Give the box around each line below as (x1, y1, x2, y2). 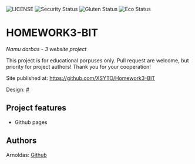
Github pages (14, 118, 48, 126)
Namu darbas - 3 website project (6, 45, 87, 52)
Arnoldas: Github (6, 151, 47, 158)
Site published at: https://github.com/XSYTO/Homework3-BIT (6, 74, 156, 82)
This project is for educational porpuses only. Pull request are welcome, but (6, 56, 189, 64)
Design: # (6, 86, 29, 93)
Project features (6, 103, 66, 113)
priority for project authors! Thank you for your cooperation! (6, 63, 152, 70)
